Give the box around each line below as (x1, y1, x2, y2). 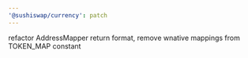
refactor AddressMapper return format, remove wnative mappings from (8, 33, 241, 42)
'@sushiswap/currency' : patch (8, 11, 108, 20)
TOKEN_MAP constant (8, 41, 81, 51)
